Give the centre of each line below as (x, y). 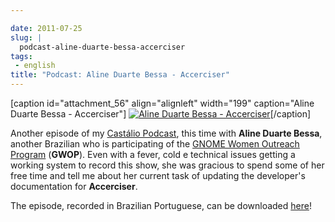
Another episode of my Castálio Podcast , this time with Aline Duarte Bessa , (166, 133)
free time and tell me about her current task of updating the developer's (158, 175)
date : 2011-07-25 (46, 28)
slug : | (26, 37)
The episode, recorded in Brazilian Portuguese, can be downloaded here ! (161, 205)
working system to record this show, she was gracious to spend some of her (167, 165)
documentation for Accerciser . (74, 186)
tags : (21, 56)
